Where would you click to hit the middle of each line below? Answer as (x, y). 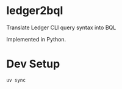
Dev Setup (33, 64)
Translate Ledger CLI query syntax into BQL (61, 27)
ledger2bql (35, 11)
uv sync (16, 80)
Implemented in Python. (36, 39)
